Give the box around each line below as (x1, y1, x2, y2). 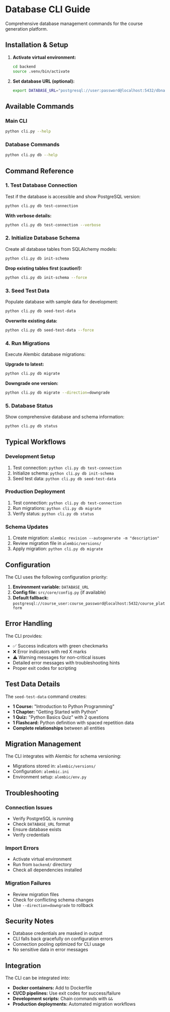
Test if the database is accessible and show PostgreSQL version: (5, 193, 141, 199)
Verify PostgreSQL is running (12, 816, 74, 822)
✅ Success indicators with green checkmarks (12, 642, 108, 648)
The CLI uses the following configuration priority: (5, 574, 108, 580)
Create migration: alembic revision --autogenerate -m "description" (12, 535, 160, 541)
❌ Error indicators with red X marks (12, 648, 87, 655)
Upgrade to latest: (5, 361, 44, 367)
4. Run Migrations (5, 340, 50, 347)
